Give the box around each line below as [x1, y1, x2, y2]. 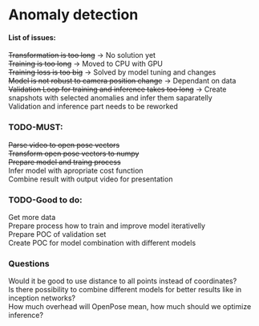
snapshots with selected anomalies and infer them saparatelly [8, 93, 212, 103]
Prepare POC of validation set [8, 229, 107, 238]
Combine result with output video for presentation [8, 174, 173, 184]
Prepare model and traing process [8, 157, 122, 166]
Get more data [8, 212, 56, 222]
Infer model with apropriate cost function [8, 165, 144, 175]
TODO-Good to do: [8, 194, 83, 206]
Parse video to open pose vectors [8, 140, 120, 149]
